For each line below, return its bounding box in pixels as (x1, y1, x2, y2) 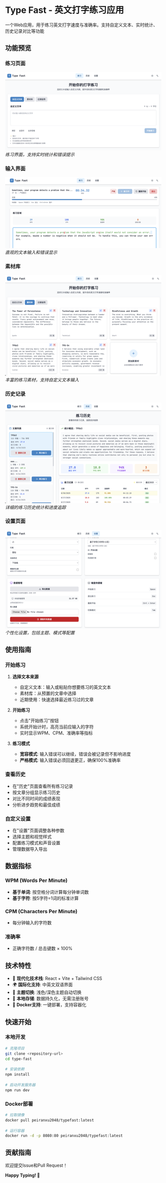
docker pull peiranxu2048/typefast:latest (5, 1118, 94, 1123)
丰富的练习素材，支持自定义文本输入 (5, 377, 79, 383)
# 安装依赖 (5, 1067, 25, 1072)
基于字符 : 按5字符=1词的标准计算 (12, 895, 79, 901)
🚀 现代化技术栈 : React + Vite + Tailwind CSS (12, 976, 103, 981)
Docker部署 (5, 1100, 33, 1107)
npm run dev (5, 1087, 30, 1092)
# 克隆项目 (5, 1046, 25, 1051)
